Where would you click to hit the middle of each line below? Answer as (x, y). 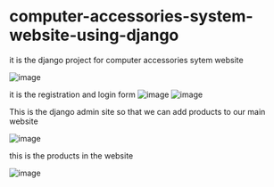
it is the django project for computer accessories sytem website (126, 60)
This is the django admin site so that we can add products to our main (137, 111)
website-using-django (94, 35)
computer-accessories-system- (131, 16)
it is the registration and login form (72, 94)
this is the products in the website (71, 155)
